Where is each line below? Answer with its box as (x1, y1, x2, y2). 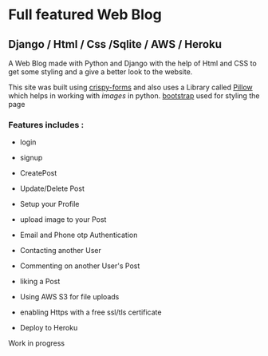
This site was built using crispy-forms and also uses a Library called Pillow (8, 82, 253, 92)
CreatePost (19, 168, 57, 178)
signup (19, 153, 43, 163)
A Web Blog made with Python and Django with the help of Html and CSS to (8, 58, 257, 68)
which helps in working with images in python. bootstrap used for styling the (8, 91, 260, 101)
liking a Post (19, 277, 61, 287)
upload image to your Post (19, 215, 107, 224)
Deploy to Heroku (19, 323, 78, 333)
